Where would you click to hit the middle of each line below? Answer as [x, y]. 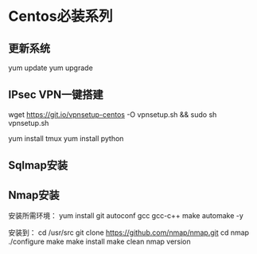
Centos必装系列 [60, 16]
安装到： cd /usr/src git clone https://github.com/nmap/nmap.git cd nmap [128, 233]
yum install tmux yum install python [66, 138]
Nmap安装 [34, 195]
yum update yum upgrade [51, 68]
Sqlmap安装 [38, 165]
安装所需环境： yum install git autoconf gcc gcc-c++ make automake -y [126, 216]
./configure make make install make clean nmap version [99, 242]
